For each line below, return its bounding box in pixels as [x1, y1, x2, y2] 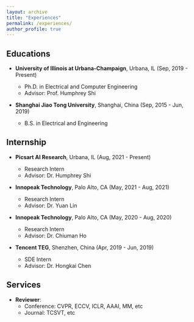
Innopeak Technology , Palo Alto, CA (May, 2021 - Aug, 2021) [15, 184, 170, 191]
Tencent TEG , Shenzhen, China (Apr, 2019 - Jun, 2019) [15, 243, 154, 251]
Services [6, 280, 41, 290]
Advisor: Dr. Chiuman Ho [24, 232, 87, 239]
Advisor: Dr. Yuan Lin [24, 202, 77, 209]
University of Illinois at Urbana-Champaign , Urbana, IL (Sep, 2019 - [15, 65, 188, 72]
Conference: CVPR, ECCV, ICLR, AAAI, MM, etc [24, 302, 143, 310]
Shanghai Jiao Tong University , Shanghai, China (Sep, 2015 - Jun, [15, 101, 184, 109]
